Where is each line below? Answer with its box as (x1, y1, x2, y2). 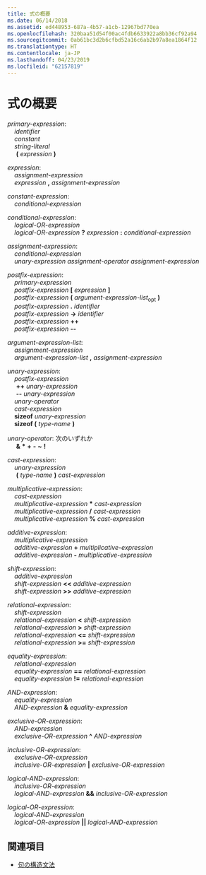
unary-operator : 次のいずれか (7, 434, 93, 442)
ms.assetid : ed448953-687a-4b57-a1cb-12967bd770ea (7, 23, 159, 30)
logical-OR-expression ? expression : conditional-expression (13, 228, 191, 237)
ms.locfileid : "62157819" (7, 63, 83, 70)
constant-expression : (7, 192, 70, 200)
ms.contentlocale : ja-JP (7, 50, 80, 57)
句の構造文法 (17, 860, 55, 869)
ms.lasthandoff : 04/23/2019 (7, 57, 90, 64)
